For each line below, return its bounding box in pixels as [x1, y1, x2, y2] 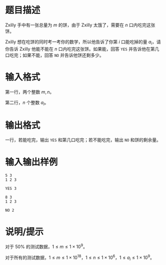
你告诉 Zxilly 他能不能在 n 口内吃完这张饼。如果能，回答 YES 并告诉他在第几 [5, 46, 160, 52]
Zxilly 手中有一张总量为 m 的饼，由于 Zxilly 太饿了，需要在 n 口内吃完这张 [5, 22, 156, 28]
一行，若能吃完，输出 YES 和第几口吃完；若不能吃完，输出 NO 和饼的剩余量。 [5, 137, 161, 143]
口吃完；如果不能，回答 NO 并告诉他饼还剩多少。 [5, 52, 104, 58]
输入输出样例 [5, 156, 58, 167]
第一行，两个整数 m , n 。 [5, 89, 54, 95]
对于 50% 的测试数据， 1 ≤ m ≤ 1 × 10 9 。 [5, 243, 88, 250]
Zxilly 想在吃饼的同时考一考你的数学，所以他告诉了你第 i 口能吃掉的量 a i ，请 [5, 38, 161, 46]
